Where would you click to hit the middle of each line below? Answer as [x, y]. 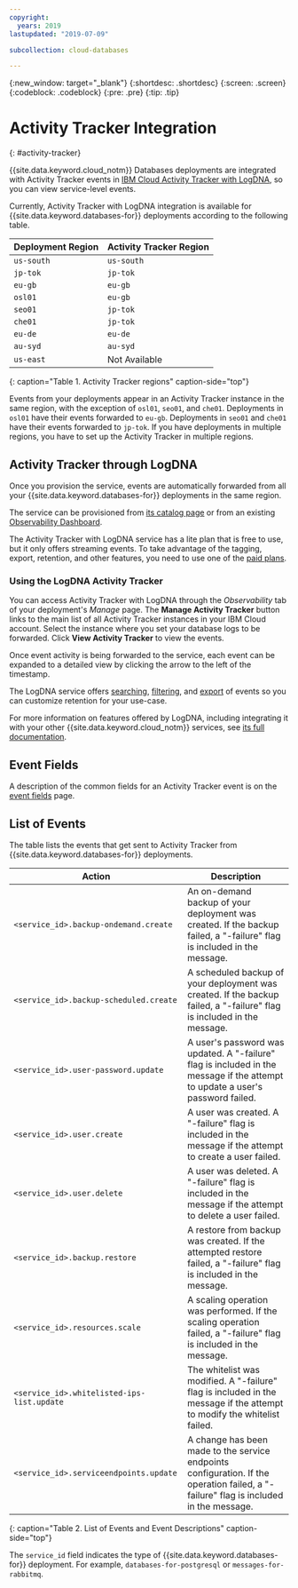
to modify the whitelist [234, 1414]
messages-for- [258, 1565]
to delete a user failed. [234, 1215]
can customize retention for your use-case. [88, 701]
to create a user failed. [234, 1156]
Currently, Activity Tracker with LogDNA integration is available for [130, 206]
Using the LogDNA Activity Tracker [86, 581]
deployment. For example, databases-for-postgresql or [129, 1564]
